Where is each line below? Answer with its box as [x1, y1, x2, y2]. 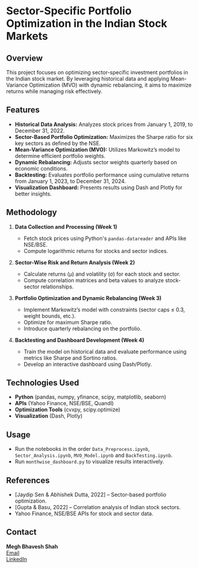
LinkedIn [6, 556, 27, 563]
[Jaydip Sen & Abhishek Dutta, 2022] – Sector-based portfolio [14, 491, 166, 498]
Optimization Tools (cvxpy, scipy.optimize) [14, 406, 121, 414]
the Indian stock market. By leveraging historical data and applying [6, 75, 169, 82]
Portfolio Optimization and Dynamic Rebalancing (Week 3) [14, 294, 162, 301]
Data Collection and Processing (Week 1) [14, 223, 118, 230]
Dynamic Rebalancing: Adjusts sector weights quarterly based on [14, 159, 177, 166]
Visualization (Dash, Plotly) [14, 412, 83, 419]
